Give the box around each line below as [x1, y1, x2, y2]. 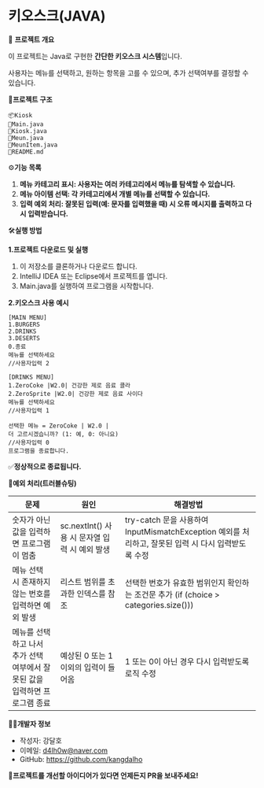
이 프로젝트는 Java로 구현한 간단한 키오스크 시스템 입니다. [8, 51, 182, 61]
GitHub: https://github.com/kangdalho [19, 754, 143, 764]
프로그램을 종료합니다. [8, 446, 69, 455]
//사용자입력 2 [8, 359, 49, 367]
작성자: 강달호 [19, 735, 63, 745]
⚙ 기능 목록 [8, 162, 42, 172]
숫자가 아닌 [12, 514, 51, 525]
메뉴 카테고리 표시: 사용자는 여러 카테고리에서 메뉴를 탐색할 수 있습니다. [19, 179, 236, 189]
